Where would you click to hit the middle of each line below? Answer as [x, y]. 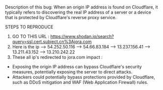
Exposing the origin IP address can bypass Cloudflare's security [77, 67]
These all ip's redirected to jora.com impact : [57, 57]
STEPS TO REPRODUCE [29, 27]
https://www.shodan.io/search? [82, 36]
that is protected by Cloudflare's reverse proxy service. [61, 17]
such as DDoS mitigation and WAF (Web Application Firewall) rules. [80, 82]
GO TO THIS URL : [31, 36]
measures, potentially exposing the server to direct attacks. [72, 72]
